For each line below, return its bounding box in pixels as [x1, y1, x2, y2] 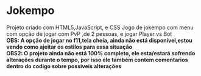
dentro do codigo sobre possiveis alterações [6, 62, 122, 70]
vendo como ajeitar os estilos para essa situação [6, 43, 133, 50]
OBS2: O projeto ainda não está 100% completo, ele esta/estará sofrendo [6, 49, 196, 57]
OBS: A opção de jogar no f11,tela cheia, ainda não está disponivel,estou [6, 36, 193, 44]
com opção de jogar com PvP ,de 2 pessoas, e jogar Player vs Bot [6, 30, 172, 37]
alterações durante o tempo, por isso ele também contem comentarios [6, 56, 188, 63]
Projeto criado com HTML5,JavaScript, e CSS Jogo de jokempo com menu [6, 24, 194, 31]
